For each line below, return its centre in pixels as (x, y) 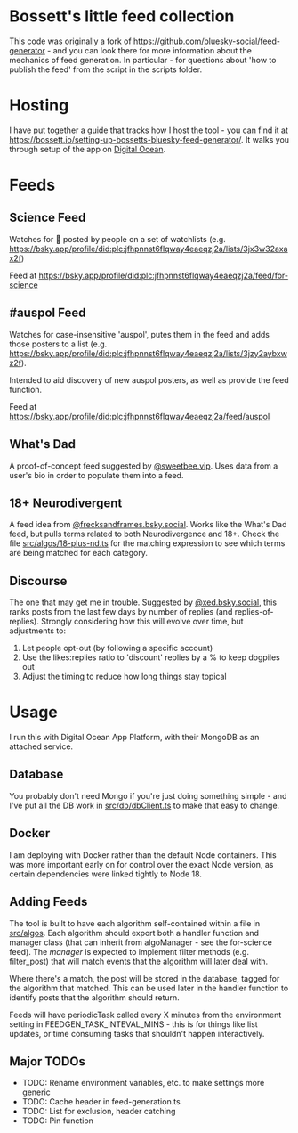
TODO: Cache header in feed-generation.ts (101, 1102)
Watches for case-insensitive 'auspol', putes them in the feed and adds (139, 334)
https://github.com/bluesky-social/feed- (207, 41)
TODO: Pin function (57, 1121)
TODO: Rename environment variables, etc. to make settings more (143, 1083)
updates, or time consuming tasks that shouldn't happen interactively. (137, 1033)
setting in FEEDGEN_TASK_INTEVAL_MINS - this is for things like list (133, 1024)
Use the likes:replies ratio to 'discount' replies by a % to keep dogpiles (151, 657)
